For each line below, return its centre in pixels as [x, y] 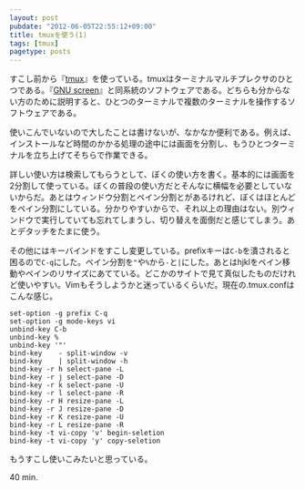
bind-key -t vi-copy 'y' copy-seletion [85, 441]
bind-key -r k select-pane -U [67, 385]
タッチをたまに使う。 [65, 231]
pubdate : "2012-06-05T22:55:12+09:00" [83, 26]
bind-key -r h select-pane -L [67, 370]
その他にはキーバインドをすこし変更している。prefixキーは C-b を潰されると [150, 250]
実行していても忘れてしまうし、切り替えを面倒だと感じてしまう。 [164, 220]
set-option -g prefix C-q [58, 314]
